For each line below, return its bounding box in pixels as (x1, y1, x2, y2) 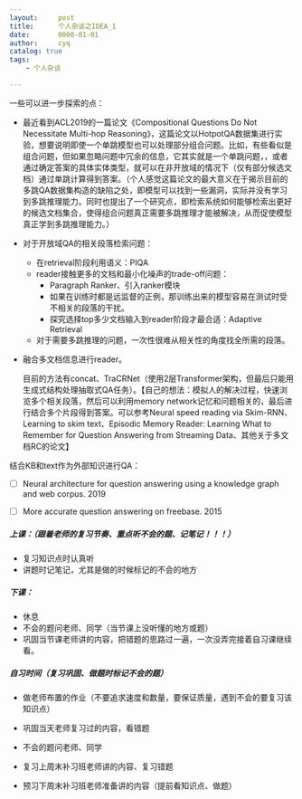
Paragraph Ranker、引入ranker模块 (49, 280, 181, 290)
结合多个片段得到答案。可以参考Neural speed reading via (30, 406, 244, 417)
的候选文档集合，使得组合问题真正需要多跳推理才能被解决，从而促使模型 (22, 207, 292, 218)
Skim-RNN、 (245, 406, 292, 417)
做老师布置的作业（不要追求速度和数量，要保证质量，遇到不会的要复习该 (22, 691, 292, 702)
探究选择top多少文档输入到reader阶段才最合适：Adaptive (49, 313, 262, 324)
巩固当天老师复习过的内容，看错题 (22, 722, 150, 733)
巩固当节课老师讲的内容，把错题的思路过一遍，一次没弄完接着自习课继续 (22, 633, 292, 644)
